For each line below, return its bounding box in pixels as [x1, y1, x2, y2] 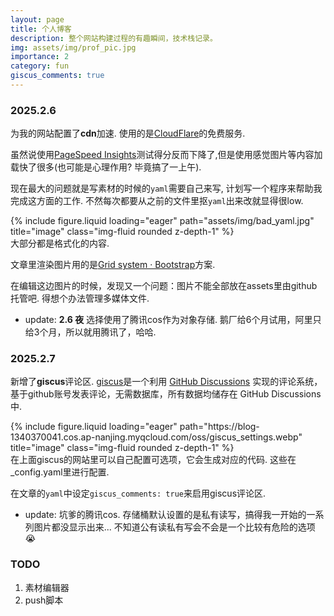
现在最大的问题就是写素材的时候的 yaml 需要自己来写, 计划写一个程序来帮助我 [10, 182, 323, 195]
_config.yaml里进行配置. [10, 466, 110, 478]
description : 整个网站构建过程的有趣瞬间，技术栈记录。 [10, 33, 218, 43]
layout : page [10, 14, 65, 25]
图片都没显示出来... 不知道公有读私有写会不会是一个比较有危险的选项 [33, 521, 316, 533]
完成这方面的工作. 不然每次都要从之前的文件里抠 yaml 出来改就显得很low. [10, 195, 304, 207]
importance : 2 [10, 52, 70, 62]
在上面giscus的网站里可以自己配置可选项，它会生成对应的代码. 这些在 [10, 454, 297, 466]
